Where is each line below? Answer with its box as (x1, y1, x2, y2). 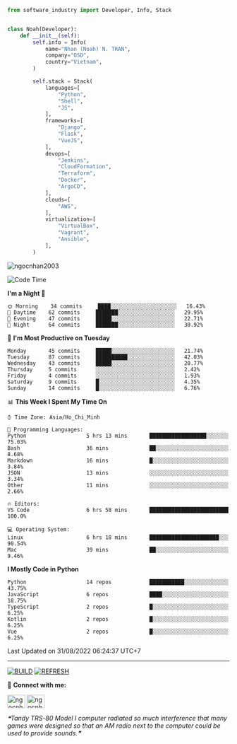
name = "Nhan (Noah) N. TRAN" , (44, 45, 131, 52)
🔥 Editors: (7, 500, 40, 507)
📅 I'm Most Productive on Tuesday (7, 333, 111, 342)
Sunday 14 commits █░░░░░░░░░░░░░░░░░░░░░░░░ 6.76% (7, 384, 200, 392)
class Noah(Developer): (7, 25, 78, 33)
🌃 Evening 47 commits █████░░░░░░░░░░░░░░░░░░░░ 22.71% (7, 315, 203, 322)
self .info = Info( (32, 39, 87, 46)
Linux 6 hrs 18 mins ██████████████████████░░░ (7, 534, 229, 541)
